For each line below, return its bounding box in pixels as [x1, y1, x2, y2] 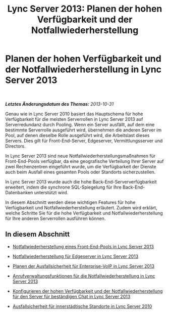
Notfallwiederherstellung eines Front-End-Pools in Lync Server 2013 [12, 243, 154, 249]
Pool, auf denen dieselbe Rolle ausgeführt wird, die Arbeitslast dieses [5, 132, 150, 138]
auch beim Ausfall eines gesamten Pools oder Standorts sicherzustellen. [5, 169, 156, 175]
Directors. [5, 143, 26, 149]
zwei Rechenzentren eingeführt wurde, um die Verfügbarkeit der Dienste [5, 163, 156, 169]
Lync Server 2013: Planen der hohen [7, 3, 162, 15]
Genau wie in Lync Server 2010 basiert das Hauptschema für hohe [5, 111, 143, 117]
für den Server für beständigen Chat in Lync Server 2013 [12, 293, 131, 299]
